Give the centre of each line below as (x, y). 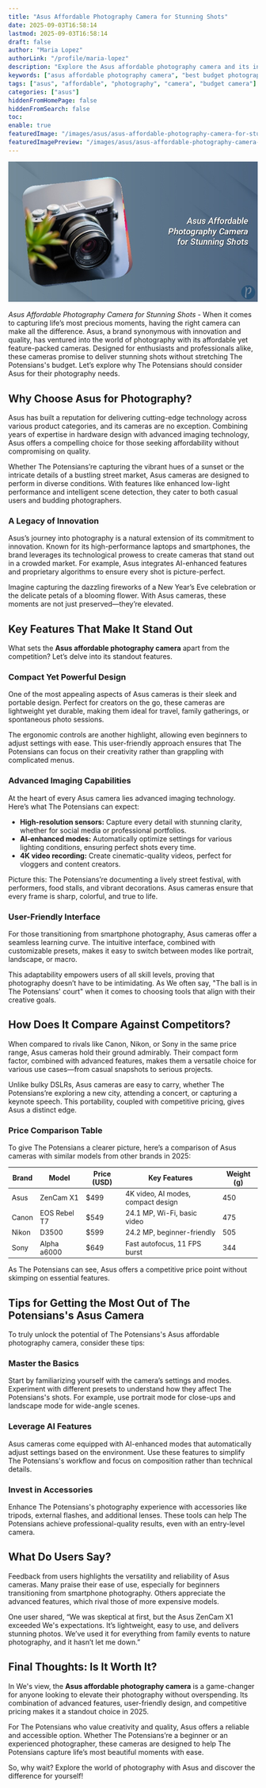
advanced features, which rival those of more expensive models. (114, 1601)
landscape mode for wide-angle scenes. (74, 1406)
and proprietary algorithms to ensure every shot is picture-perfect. (117, 572)
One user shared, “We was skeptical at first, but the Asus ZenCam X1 (121, 1617)
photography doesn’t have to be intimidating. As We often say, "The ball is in (133, 983)
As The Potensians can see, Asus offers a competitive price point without (128, 1269)
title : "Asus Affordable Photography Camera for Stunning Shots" (118, 17)
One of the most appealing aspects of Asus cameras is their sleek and (123, 695)
